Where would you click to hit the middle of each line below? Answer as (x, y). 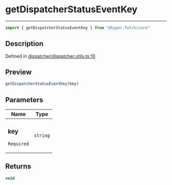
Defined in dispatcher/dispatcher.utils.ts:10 (50, 56)
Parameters (24, 100)
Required (18, 144)
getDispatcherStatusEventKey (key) (42, 84)
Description (24, 44)
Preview (19, 72)
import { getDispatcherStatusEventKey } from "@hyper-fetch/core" (78, 28)
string (42, 136)
